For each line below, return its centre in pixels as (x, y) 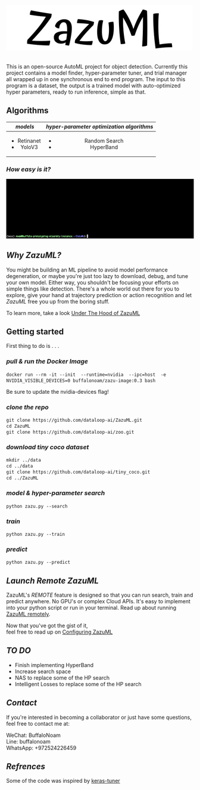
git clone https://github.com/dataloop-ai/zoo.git (70, 432)
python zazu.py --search (37, 506)
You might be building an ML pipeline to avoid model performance (87, 270)
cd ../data (20, 466)
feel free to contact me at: (38, 723)
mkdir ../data (24, 460)
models (25, 126)
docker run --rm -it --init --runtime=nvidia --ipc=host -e (86, 375)
